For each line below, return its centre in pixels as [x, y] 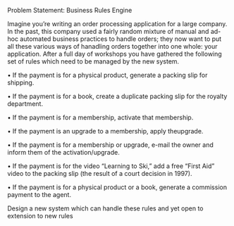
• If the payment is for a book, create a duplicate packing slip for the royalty [117, 96]
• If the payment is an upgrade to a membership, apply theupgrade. [105, 131]
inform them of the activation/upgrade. [63, 152]
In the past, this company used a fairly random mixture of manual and [108, 31]
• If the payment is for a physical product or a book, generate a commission [117, 187]
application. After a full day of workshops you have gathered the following [115, 54]
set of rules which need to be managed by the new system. [93, 61]
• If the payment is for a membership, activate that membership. [100, 117]
